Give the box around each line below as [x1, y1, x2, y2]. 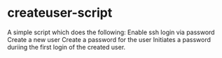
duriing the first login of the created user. [7, 43, 126, 51]
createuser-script [7, 5, 113, 21]
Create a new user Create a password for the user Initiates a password [7, 35, 211, 43]
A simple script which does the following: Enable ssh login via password [7, 28, 215, 36]
